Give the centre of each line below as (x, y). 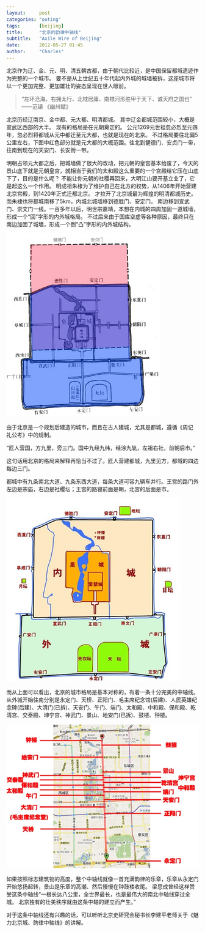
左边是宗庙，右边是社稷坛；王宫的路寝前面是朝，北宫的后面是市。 (89, 489)
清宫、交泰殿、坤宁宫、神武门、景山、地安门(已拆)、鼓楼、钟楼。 (88, 715)
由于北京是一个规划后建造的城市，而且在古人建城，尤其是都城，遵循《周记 (100, 427)
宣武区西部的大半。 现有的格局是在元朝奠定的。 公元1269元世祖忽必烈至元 (99, 127)
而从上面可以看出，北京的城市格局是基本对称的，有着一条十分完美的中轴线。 (103, 692)
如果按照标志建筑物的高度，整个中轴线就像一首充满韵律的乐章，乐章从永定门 (103, 879)
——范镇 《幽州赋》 (46, 106)
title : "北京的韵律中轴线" (44, 32)
